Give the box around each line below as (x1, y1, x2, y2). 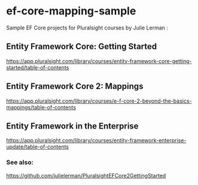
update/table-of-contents (6, 143, 69, 151)
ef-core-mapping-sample (6, 4, 136, 18)
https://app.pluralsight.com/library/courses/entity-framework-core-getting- (6, 57, 193, 64)
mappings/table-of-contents (6, 103, 77, 111)
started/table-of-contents (6, 64, 69, 71)
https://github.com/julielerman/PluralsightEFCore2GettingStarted (6, 172, 166, 179)
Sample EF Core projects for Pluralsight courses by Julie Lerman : (6, 24, 169, 31)
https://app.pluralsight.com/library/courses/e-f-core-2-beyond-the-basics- (6, 97, 193, 105)
